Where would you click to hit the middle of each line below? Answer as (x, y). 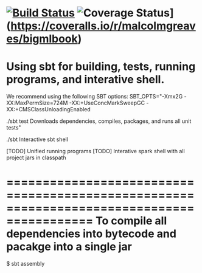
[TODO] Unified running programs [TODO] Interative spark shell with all (96, 151)
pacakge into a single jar (69, 247)
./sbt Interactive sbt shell (37, 139)
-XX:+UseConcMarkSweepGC (107, 103)
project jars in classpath (36, 157)
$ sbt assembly (26, 264)
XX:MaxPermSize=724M (37, 103)
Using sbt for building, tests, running (101, 67)
